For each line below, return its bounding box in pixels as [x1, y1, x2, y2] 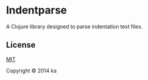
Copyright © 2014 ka [6, 67, 57, 74]
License [6, 40, 36, 50]
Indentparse [6, 4, 68, 17]
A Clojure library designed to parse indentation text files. [6, 23, 143, 30]
